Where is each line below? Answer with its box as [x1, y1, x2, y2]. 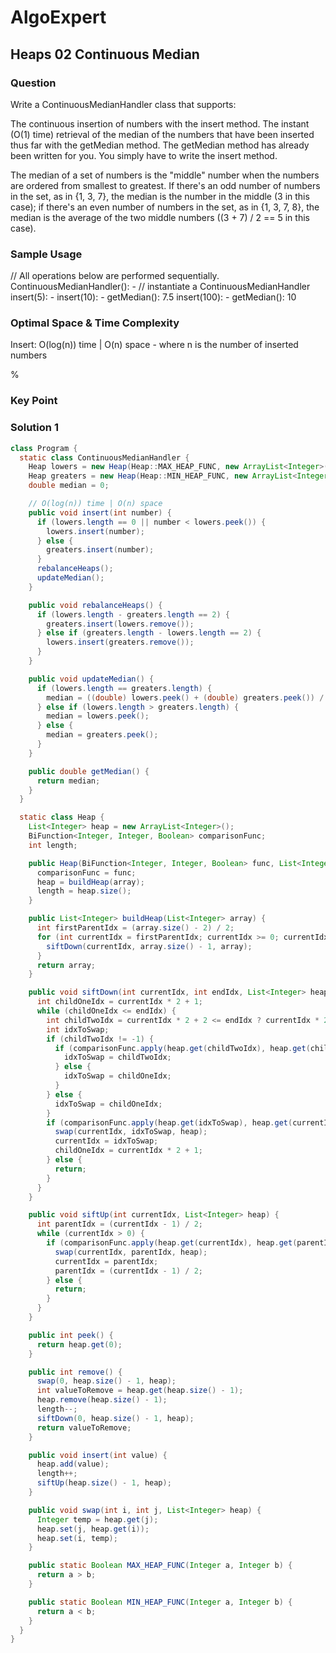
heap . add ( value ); [36, 1459, 110, 1470]
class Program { [10, 443, 78, 453]
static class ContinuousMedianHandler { [19, 452, 190, 463]
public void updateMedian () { [28, 674, 155, 684]
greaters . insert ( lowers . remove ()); [46, 619, 195, 629]
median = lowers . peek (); [46, 711, 150, 721]
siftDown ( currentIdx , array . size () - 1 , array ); [46, 941, 253, 951]
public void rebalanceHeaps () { [28, 600, 163, 610]
